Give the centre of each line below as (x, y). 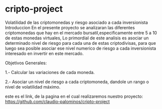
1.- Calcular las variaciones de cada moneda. (50, 72)
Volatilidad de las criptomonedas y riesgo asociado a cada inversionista (76, 22)
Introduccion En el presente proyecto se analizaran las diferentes (70, 27)
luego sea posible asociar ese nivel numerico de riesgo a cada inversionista (81, 48)
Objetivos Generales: (26, 63)
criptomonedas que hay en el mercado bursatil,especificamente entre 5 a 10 (81, 33)
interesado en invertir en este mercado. (44, 53)
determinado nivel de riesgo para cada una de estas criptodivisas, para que (81, 43)
